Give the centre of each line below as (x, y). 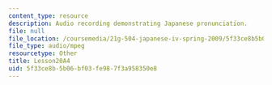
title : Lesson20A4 (39, 62)
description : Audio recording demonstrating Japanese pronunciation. (128, 23)
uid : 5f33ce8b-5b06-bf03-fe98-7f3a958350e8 (83, 69)
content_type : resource (49, 16)
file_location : (34, 38)
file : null (27, 31)
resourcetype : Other (43, 53)
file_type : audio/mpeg (47, 46)
